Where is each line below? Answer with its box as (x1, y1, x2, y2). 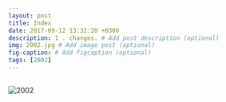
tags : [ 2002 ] (8, 57, 52, 65)
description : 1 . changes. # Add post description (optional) (8, 33, 220, 42)
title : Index (8, 19, 52, 27)
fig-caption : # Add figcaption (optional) (8, 49, 152, 57)
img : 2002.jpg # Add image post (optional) (8, 41, 156, 49)
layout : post (8, 11, 52, 20)
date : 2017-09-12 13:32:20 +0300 (8, 26, 120, 34)
